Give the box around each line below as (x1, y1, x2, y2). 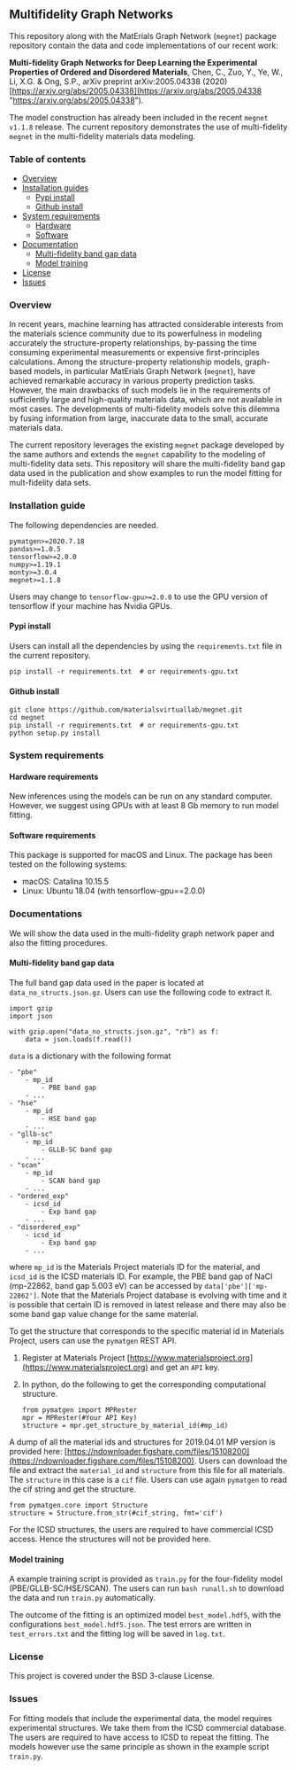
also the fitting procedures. (9, 937, 108, 947)
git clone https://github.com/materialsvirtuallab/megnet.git (9, 706, 243, 714)
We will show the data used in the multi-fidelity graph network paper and (9, 928, 275, 939)
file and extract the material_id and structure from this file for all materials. (9, 1464, 285, 1475)
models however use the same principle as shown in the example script (9, 1741, 269, 1751)
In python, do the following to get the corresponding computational (21, 1378, 267, 1390)
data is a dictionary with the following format (9, 1050, 171, 1061)
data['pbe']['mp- (204, 1282, 269, 1290)
